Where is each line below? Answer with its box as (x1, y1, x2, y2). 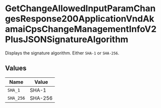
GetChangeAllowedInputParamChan (5, 3, 156, 14)
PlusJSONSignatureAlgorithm (5, 34, 128, 45)
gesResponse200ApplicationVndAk (5, 13, 155, 24)
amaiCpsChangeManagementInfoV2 (5, 24, 157, 35)
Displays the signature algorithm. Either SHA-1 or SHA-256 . (5, 50, 120, 56)
